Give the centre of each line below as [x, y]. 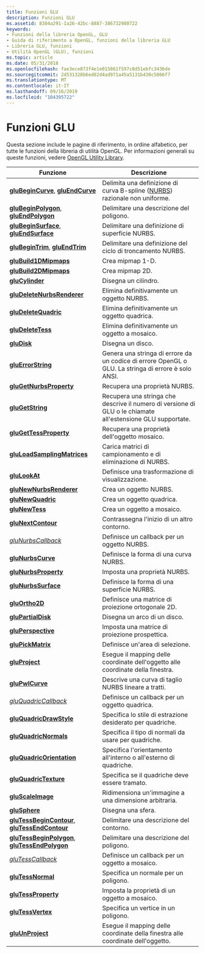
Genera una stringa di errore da [147, 353]
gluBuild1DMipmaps [40, 260]
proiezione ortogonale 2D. [139, 607]
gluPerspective [32, 630]
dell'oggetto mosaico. [133, 436]
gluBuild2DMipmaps [40, 271]
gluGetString [28, 407]
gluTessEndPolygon [39, 845]
